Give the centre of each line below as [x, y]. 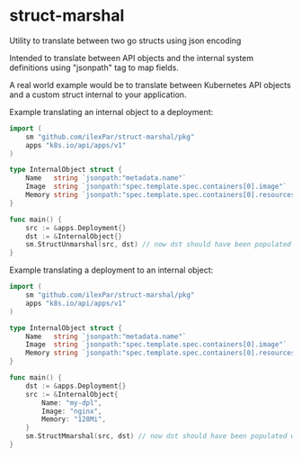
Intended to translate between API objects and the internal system [132, 58]
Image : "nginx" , [72, 411]
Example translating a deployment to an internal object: [111, 270]
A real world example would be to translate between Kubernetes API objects [150, 85]
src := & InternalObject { [72, 394]
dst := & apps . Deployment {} [76, 386]
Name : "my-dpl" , [72, 403]
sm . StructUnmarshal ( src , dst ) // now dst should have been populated [159, 245]
